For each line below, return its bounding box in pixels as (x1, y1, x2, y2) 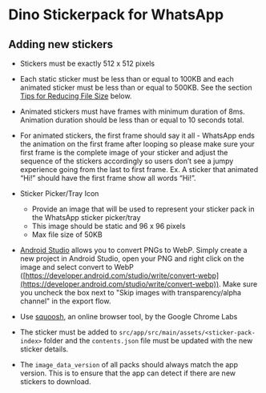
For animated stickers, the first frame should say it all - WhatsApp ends (19, 130, 255, 140)
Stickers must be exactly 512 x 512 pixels (19, 58, 155, 68)
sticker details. (19, 344, 69, 354)
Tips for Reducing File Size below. (19, 91, 132, 101)
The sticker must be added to (19, 327, 118, 337)
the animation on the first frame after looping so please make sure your (19, 139, 255, 149)
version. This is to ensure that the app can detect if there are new (19, 368, 236, 378)
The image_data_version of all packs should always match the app (19, 360, 239, 369)
